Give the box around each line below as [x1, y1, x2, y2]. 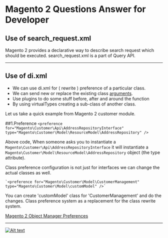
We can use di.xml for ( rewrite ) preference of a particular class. [12, 85, 146, 91]
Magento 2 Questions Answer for [5, 3, 146, 15]
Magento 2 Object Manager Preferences [5, 212, 88, 218]
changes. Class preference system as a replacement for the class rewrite [5, 197, 156, 203]
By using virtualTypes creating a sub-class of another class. [12, 101, 136, 107]
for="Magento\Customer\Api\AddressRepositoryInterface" [5, 125, 124, 130]
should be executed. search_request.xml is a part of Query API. [5, 52, 136, 58]
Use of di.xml [5, 71, 47, 80]
